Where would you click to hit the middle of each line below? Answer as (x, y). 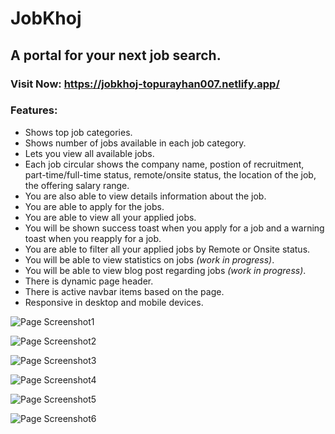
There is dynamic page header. (89, 281)
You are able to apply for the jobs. (94, 206)
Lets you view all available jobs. (89, 153)
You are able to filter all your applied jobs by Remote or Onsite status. (167, 249)
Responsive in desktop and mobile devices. (114, 302)
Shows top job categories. (78, 132)
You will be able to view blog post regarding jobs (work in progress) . (165, 270)
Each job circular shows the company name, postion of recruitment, (164, 164)
